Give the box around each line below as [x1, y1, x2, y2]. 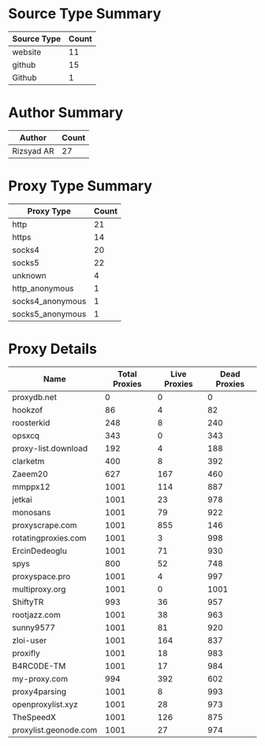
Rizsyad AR [12, 145, 54, 156]
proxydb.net [12, 392, 58, 403]
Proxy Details [8, 340, 97, 358]
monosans [12, 507, 51, 518]
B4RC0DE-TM [12, 660, 66, 671]
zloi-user [12, 635, 47, 646]
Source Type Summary [8, 5, 162, 23]
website [12, 46, 42, 58]
